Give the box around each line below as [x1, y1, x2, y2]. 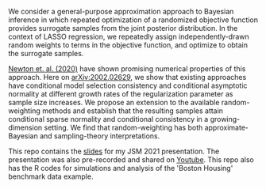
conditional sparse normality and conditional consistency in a [8, 115, 209, 123]
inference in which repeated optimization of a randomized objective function [8, 15, 258, 25]
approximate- [204, 123, 249, 132]
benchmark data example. [8, 172, 94, 181]
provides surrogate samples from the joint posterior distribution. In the [8, 24, 238, 32]
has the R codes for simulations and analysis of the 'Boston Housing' [8, 164, 233, 172]
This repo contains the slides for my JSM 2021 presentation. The [8, 146, 220, 156]
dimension [8, 123, 43, 132]
